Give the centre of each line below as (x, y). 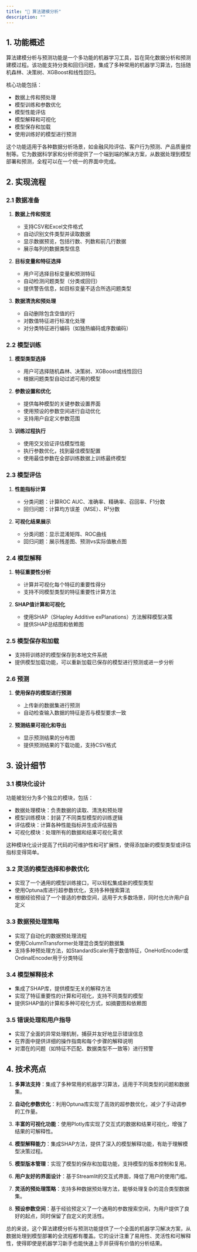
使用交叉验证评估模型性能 (54, 444)
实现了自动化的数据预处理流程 (50, 936)
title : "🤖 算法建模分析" (34, 11)
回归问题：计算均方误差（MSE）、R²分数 (72, 509)
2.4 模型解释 (24, 558)
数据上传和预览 (33, 214)
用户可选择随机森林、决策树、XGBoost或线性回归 (83, 371)
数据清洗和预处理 (35, 301)
